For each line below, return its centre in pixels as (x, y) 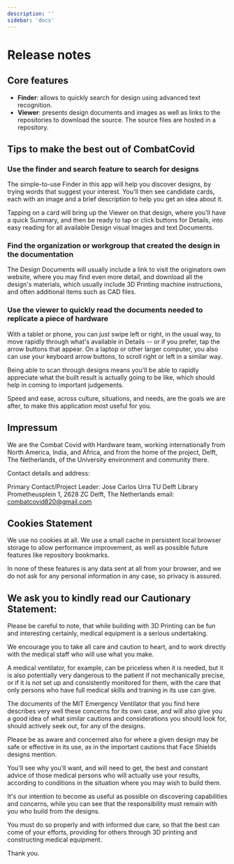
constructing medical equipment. (55, 840)
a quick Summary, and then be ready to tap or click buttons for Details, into (115, 220)
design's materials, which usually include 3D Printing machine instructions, (115, 285)
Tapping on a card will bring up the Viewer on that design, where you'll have (117, 213)
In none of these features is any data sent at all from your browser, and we (114, 569)
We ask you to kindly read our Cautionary (99, 598)
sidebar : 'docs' (31, 20)
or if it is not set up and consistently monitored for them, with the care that (114, 683)
